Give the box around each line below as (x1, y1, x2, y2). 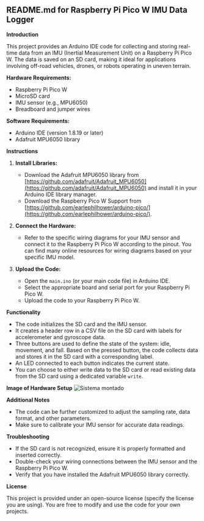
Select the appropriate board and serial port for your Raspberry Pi (24, 283, 191, 291)
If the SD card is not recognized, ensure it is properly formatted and (15, 444, 186, 452)
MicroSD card (15, 92, 50, 100)
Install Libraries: (15, 159, 58, 167)
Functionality (6, 309, 41, 316)
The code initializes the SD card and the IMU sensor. (15, 320, 148, 328)
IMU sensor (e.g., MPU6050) (15, 99, 88, 106)
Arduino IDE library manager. (24, 190, 97, 198)
